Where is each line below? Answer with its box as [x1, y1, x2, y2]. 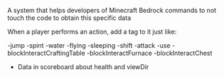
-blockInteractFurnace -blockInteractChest [86, 49, 213, 57]
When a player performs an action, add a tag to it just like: [7, 28, 177, 36]
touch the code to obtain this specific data [7, 14, 132, 22]
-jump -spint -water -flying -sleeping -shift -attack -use [7, 41, 171, 49]
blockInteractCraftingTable [7, 49, 85, 57]
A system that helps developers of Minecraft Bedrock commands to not [7, 6, 217, 14]
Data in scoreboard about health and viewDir [17, 63, 149, 71]
